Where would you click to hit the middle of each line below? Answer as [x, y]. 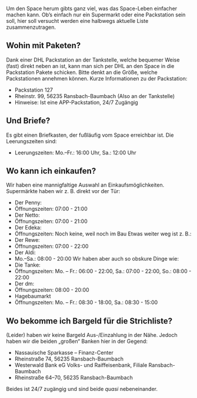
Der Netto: [27, 215]
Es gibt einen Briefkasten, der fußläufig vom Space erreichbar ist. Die [90, 135]
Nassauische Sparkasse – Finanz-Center [64, 353]
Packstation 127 [34, 90]
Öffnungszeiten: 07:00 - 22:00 [51, 247]
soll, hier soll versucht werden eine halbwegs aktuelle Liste [77, 21]
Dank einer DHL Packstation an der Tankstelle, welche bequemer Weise [93, 60]
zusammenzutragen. [31, 27]
